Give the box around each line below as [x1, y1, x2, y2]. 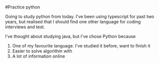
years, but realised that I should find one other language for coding [5, 19, 141, 24]
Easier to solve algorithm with [12, 48, 72, 54]
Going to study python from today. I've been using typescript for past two [5, 14, 155, 19]
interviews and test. [5, 24, 45, 30]
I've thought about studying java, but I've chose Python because [5, 34, 136, 39]
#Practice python [5, 4, 40, 10]
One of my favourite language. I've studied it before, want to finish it [12, 43, 151, 48]
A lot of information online [12, 53, 65, 59]
